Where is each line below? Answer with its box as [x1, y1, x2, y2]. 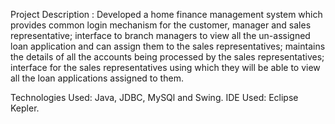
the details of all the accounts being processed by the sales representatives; [10, 51, 325, 63]
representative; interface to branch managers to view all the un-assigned [10, 30, 311, 41]
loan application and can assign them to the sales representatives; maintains [10, 40, 326, 52]
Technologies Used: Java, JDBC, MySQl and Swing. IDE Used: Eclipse [10, 92, 299, 103]
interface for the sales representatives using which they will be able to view [10, 62, 321, 73]
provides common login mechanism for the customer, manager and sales [10, 19, 312, 31]
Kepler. [10, 102, 40, 114]
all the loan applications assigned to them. [10, 72, 184, 84]
